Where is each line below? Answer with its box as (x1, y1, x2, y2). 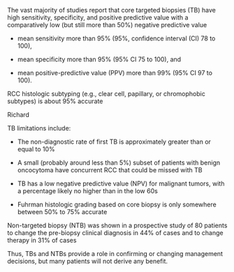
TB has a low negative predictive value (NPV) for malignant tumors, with (17, 179, 225, 188)
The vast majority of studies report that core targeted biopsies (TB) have (7, 6, 217, 14)
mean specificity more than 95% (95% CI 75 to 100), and (17, 55, 182, 63)
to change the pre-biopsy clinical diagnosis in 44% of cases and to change (7, 229, 224, 236)
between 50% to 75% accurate (17, 208, 108, 216)
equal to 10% (17, 145, 56, 153)
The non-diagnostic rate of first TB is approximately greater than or (17, 137, 212, 146)
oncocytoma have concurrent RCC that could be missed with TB (17, 166, 203, 174)
